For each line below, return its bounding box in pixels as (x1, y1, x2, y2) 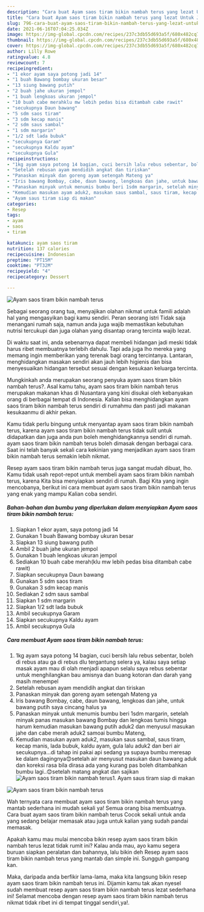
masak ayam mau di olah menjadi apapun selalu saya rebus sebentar (15, 664, 188, 672)
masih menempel (15, 678, 59, 685)
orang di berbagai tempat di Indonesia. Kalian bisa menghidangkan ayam (7, 395, 189, 403)
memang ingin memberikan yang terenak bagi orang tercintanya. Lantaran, (7, 352, 193, 359)
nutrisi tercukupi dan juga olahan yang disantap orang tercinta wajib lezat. (7, 327, 191, 334)
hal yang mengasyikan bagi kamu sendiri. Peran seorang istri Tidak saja (7, 314, 186, 321)
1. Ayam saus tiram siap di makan (112, 774, 196, 781)
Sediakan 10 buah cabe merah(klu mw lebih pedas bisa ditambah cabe (15, 558, 192, 565)
